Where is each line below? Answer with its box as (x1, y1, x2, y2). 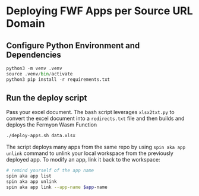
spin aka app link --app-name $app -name (6, 184, 108, 190)
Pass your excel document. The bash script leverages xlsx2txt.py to (6, 109, 175, 116)
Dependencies (6, 49, 61, 60)
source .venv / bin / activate (6, 71, 73, 77)
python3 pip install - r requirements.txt (6, 76, 110, 83)
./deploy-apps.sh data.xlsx (6, 132, 76, 139)
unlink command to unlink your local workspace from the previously (6, 150, 173, 157)
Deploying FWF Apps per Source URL (6, 4, 193, 18)
